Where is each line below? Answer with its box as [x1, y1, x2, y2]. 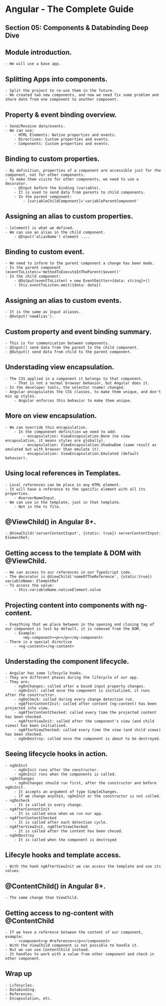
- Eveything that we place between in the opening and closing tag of [5, 622, 155, 627]
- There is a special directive [5, 639, 72, 644]
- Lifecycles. [5, 983, 35, 988]
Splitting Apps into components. [5, 75, 108, 83]
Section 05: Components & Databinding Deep [5, 23, 149, 32]
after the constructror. [5, 692, 57, 697]
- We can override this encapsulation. [5, 425, 88, 430]
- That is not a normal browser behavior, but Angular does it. [14, 381, 150, 386]
